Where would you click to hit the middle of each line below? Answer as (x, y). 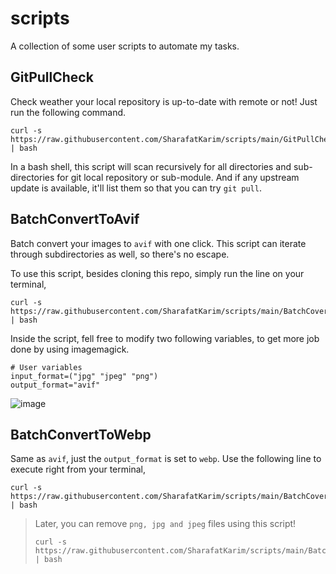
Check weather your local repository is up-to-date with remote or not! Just (164, 101)
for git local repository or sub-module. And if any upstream (178, 177)
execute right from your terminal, (78, 469)
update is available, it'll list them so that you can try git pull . (136, 188)
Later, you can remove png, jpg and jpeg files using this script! (165, 524)
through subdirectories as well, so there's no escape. (120, 254)
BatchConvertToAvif (75, 219)
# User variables (46, 367)
